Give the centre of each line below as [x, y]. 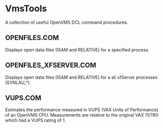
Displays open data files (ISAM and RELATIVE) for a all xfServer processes [81, 77]
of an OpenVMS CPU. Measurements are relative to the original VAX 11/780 [82, 115]
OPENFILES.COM [32, 38]
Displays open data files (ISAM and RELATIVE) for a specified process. [77, 49]
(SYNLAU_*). [18, 83]
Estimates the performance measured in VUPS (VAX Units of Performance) [82, 110]
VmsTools [26, 9]
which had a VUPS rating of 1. [36, 120]
